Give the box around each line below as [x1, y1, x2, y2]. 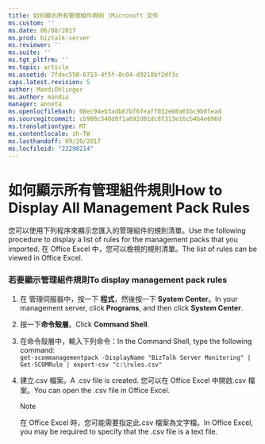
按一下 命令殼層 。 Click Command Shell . [19, 319, 149, 329]
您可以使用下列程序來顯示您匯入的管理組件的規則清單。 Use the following [8, 226, 246, 235]
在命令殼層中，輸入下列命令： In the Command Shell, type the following [19, 336, 252, 346]
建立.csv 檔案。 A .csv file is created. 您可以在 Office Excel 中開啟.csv [19, 375, 247, 385]
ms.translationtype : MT [8, 122, 87, 130]
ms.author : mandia [8, 93, 69, 101]
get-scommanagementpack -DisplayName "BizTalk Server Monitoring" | [19, 353, 252, 361]
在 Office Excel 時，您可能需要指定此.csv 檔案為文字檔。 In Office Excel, [19, 418, 254, 427]
